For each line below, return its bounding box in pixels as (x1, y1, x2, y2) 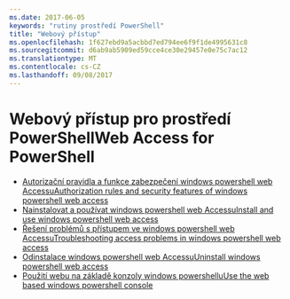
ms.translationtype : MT (9, 54, 98, 63)
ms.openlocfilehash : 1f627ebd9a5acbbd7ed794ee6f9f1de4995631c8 (9, 37, 248, 47)
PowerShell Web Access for (9, 128, 215, 147)
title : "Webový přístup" (9, 29, 101, 38)
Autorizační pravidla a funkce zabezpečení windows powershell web (21, 176, 273, 186)
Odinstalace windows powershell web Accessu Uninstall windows (21, 251, 261, 262)
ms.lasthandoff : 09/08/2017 (9, 71, 114, 80)
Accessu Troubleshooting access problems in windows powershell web (21, 232, 281, 243)
